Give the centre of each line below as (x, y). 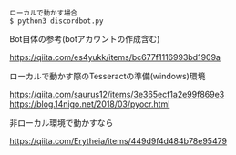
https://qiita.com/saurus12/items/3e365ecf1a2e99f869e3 (117, 94)
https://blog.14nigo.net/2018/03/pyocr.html (90, 104)
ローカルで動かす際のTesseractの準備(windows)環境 (108, 76)
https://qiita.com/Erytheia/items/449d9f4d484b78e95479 (118, 141)
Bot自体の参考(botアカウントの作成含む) (85, 39)
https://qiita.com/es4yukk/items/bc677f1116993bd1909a (115, 57)
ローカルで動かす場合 (43, 13)
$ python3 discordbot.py (56, 21)
